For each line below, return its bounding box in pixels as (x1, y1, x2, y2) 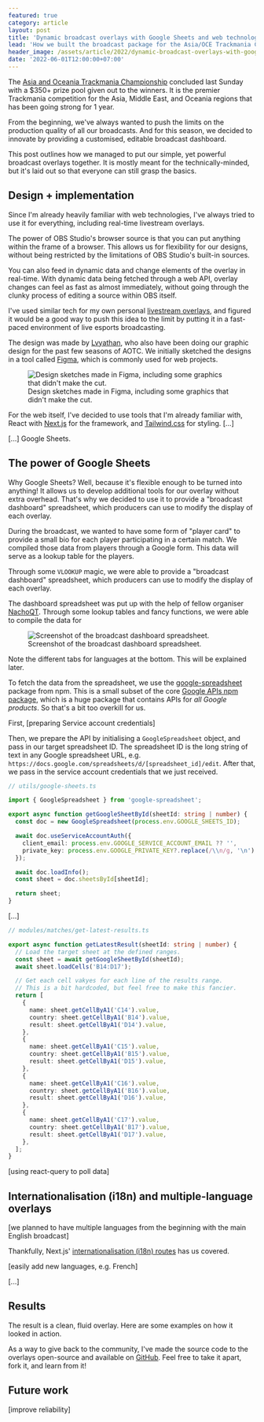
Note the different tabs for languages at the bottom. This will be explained (8, 654, 247, 664)
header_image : (8, 48, 55, 56)
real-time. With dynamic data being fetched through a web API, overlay (8, 273, 238, 283)
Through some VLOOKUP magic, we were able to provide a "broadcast (8, 566, 229, 576)
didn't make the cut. (27, 394, 93, 404)
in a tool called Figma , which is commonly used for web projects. (8, 354, 218, 364)
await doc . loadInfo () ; (15, 868, 90, 876)
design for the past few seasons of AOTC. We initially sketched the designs (8, 346, 251, 355)
